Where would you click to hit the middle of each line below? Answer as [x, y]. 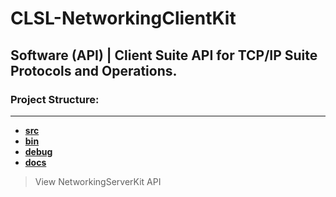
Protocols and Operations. [94, 70]
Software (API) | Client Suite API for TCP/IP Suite [164, 55]
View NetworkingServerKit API [98, 181]
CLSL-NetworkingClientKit [123, 18]
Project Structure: [55, 99]
